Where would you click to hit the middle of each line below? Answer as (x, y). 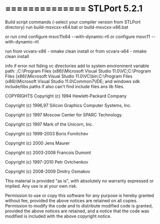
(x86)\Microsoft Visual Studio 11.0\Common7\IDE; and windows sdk (72, 81)
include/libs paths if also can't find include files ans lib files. (65, 86)
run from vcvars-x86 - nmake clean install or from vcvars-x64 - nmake (76, 51)
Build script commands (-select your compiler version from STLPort (73, 22)
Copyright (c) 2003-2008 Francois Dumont (48, 152)
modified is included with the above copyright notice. (58, 216)
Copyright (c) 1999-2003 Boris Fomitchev (47, 133)
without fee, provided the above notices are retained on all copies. (71, 201)
